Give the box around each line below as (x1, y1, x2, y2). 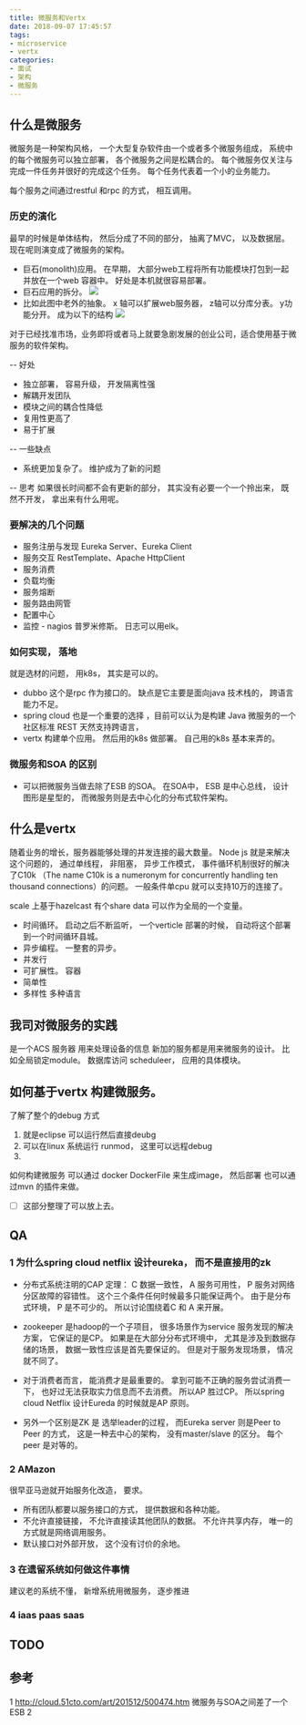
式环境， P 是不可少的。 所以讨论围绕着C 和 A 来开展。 (22, 1301, 229, 1312)
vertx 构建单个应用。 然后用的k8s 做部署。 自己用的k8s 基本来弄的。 (22, 733, 280, 744)
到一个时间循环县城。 (22, 931, 103, 942)
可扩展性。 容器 (22, 965, 82, 976)
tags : (9, 30, 30, 39)
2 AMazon (9, 1463, 56, 1475)
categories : (9, 56, 55, 65)
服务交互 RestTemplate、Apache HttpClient (22, 552, 185, 563)
